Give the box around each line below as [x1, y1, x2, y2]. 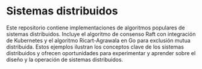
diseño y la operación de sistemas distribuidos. [6, 56, 124, 63]
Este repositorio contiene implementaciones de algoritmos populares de [6, 24, 185, 31]
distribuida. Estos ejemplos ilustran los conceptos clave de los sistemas [6, 43, 184, 50]
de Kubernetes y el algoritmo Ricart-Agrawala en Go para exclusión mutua [6, 37, 191, 44]
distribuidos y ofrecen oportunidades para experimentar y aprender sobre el [6, 49, 196, 56]
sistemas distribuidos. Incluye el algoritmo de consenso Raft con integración [6, 30, 196, 37]
